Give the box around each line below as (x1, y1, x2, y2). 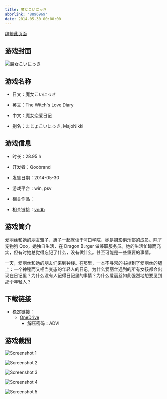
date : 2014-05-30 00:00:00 (5, 16, 61, 21)
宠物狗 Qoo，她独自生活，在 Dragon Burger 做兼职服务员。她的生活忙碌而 (5, 243, 157, 249)
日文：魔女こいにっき (12, 91, 56, 97)
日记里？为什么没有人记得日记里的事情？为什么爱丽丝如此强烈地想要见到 (13, 272, 162, 278)
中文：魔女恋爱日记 (12, 113, 52, 118)
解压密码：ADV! (27, 320, 60, 326)
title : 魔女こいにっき (5, 7, 47, 12)
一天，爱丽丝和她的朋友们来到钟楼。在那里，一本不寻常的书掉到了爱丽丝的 (5, 260, 158, 266)
